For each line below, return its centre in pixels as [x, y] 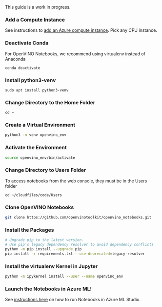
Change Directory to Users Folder [46, 170]
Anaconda [15, 59]
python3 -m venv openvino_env [36, 135]
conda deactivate [23, 68]
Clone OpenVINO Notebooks [40, 207]
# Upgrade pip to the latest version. [44, 240]
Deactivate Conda [27, 43]
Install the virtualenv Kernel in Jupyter [51, 266]
